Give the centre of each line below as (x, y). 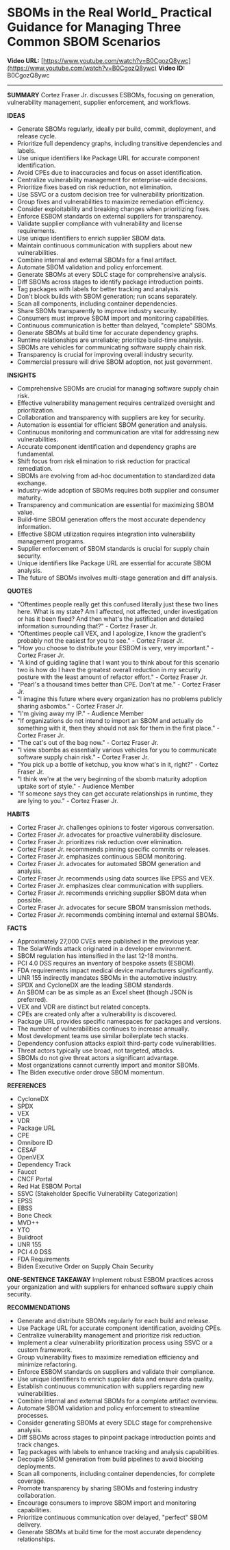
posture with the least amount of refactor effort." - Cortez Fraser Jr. (112, 677)
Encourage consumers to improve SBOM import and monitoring (106, 1503)
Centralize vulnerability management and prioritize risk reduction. (109, 1335)
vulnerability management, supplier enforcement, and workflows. (99, 102)
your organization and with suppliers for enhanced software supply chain (110, 1287)
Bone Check (35, 1215)
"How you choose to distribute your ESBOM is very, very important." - (115, 648)
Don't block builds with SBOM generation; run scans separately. (107, 296)
